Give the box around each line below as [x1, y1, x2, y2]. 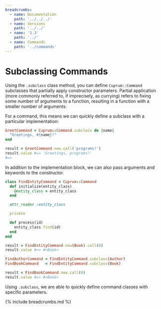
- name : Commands [9, 40, 46, 45]
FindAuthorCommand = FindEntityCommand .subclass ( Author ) [5, 257, 126, 262]
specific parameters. [5, 289, 48, 295]
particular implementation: [5, 118, 59, 124]
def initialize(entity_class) [9, 184, 72, 189]
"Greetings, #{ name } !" [9, 132, 57, 137]
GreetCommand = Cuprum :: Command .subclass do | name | [5, 128, 114, 133]
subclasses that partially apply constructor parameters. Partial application [5, 88, 157, 94]
